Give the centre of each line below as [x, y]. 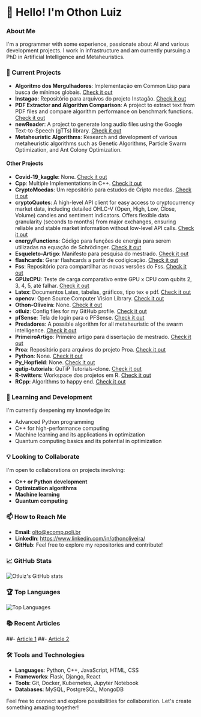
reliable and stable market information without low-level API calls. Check [104, 228]
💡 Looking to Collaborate [43, 457]
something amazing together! [43, 707]
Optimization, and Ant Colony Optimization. [68, 149]
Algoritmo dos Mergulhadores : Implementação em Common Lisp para [102, 85]
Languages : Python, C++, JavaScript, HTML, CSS [77, 670]
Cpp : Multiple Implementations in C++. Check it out [78, 183]
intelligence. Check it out [46, 330]
